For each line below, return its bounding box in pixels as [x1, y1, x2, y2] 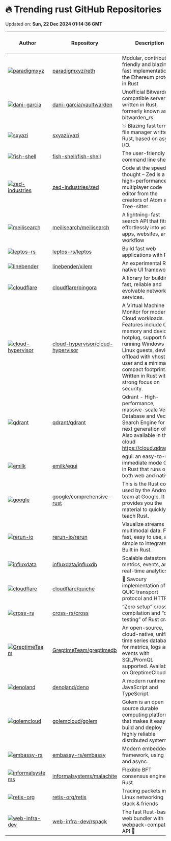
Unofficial [122, 88, 145, 95]
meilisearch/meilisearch [52, 224, 109, 231]
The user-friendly [122, 149, 165, 157]
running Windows [122, 340, 164, 347]
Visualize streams [122, 520, 164, 527]
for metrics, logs [122, 643, 161, 650]
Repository [71, 39, 99, 47]
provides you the [122, 499, 162, 506]
